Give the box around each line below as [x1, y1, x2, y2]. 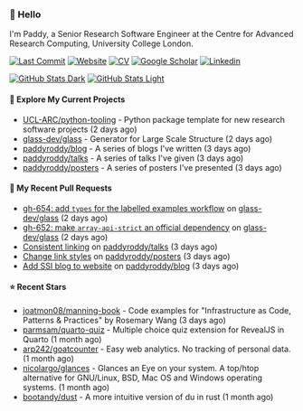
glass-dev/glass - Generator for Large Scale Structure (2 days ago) [22, 133, 273, 144]
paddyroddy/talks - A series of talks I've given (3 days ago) [22, 153, 244, 163]
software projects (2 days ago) [22, 124, 137, 135]
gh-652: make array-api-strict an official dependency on [22, 221, 241, 233]
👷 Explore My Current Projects [9, 94, 126, 105]
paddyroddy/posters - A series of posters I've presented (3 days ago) [22, 162, 282, 173]
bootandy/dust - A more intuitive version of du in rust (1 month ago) [22, 391, 274, 402]
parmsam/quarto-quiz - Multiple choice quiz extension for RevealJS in [22, 324, 285, 335]
